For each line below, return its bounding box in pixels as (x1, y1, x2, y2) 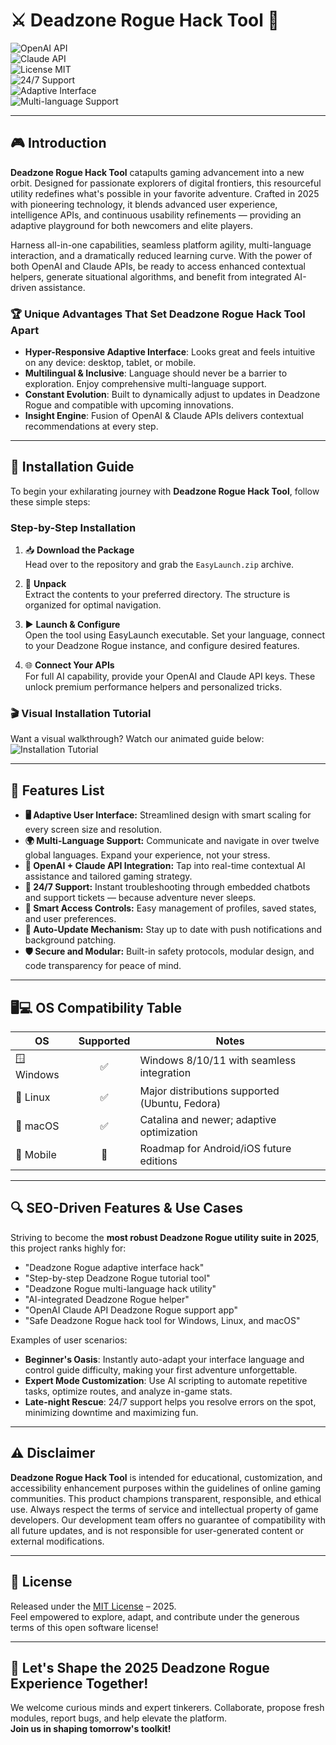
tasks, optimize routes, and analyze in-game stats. (24, 1385, 233, 1397)
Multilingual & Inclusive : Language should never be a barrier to (24, 367, 288, 379)
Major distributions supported (139, 1084, 280, 1098)
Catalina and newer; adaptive (139, 1113, 277, 1127)
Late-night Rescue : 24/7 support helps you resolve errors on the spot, (24, 1395, 317, 1408)
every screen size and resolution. (24, 824, 163, 836)
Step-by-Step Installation (10, 520, 137, 534)
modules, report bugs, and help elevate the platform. (10, 1712, 227, 1724)
